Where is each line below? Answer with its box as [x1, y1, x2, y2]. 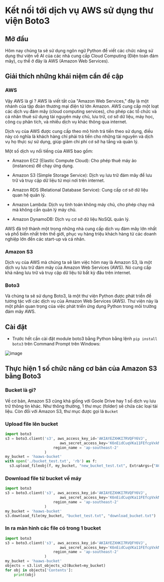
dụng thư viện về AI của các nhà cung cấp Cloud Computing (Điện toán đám [5, 53, 159, 59]
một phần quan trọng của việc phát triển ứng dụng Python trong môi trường [5, 303, 157, 309]
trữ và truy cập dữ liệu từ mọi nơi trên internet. [12, 177, 105, 183]
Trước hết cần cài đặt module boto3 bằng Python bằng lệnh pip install [12, 336, 158, 342]
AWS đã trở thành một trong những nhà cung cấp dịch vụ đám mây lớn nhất [5, 225, 157, 232]
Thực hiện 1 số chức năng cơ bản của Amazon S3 [5, 365, 157, 373]
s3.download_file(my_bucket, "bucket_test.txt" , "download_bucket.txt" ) [5, 513, 156, 518]
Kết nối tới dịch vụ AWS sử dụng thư [5, 5, 154, 16]
